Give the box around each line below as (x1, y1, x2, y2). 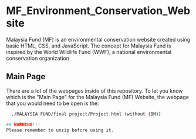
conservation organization (6, 55, 69, 62)
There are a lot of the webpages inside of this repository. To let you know (6, 87, 183, 94)
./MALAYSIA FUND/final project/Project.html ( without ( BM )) (11, 111, 161, 117)
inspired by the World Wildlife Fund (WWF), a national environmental (6, 48, 172, 55)
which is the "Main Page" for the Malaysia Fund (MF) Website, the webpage (6, 93, 190, 100)
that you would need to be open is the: (6, 100, 99, 107)
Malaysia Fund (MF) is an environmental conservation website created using (6, 36, 191, 43)
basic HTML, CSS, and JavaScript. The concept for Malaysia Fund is (6, 42, 171, 49)
